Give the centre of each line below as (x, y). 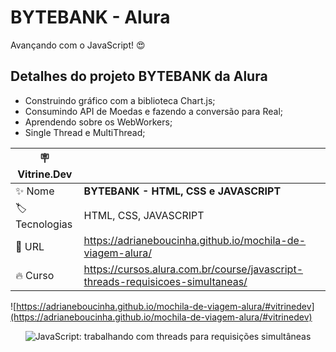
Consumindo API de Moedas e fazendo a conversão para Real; (153, 111)
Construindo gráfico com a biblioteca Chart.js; (120, 100)
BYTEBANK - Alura (90, 17)
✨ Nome (35, 191)
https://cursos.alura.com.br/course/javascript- (193, 269)
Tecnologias (44, 224)
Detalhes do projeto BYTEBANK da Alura (139, 76)
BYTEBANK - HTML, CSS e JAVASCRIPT (182, 191)
